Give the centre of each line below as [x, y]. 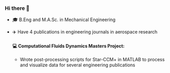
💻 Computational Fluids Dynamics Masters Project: [68, 46]
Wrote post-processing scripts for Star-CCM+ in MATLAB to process [92, 59]
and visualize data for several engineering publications [78, 65]
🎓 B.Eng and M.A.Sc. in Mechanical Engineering [64, 20]
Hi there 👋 [17, 8]
